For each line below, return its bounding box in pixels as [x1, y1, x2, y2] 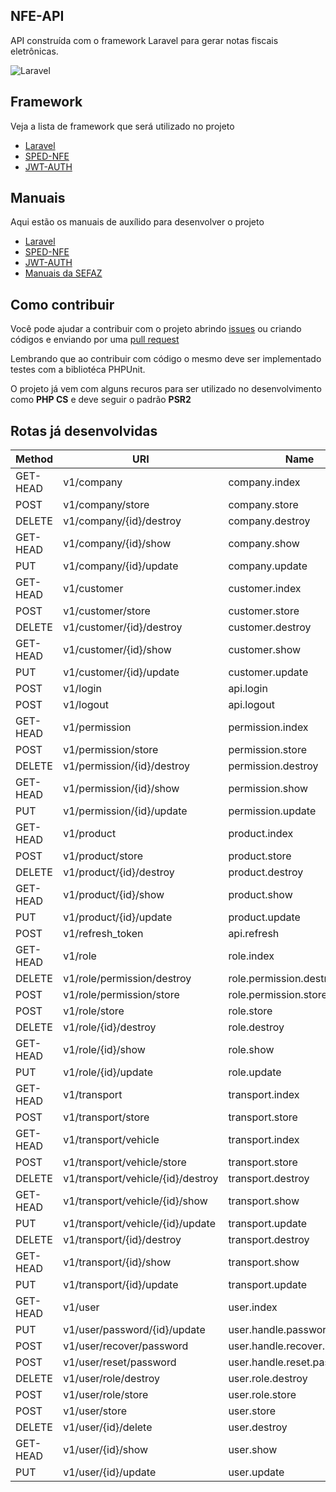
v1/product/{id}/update [63, 910, 173, 924]
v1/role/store [63, 1004, 125, 1018]
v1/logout [63, 698, 109, 712]
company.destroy [228, 514, 311, 528]
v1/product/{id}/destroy [63, 865, 175, 879]
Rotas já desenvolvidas [10, 422, 158, 439]
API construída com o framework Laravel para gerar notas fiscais [10, 34, 279, 46]
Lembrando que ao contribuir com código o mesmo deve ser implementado [10, 353, 322, 365]
